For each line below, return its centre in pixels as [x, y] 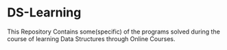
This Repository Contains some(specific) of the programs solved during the [114, 32]
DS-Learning [44, 13]
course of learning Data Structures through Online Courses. [91, 38]
